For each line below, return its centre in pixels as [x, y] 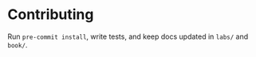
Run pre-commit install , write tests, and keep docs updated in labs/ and [128, 36]
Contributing [51, 15]
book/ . [18, 44]
